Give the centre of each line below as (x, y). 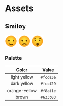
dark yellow (22, 84)
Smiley (16, 26)
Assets (19, 8)
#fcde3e (48, 78)
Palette (13, 58)
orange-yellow (22, 90)
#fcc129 (48, 84)
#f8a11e (48, 91)
